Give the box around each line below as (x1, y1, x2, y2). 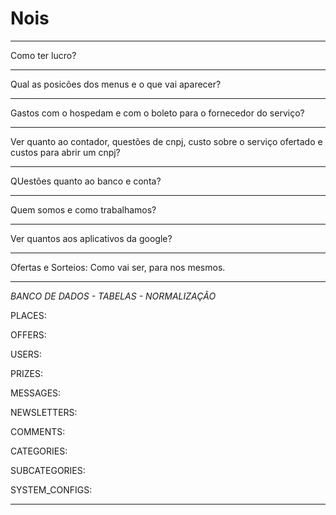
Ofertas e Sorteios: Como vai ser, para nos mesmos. (10, 261, 226, 273)
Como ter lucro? (10, 49, 77, 61)
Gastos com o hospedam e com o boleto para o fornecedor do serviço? (10, 107, 305, 119)
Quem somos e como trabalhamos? (10, 203, 157, 216)
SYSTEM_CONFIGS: (10, 483, 93, 496)
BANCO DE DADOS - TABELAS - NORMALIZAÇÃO (10, 290, 217, 302)
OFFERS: (10, 328, 47, 341)
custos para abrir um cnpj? (10, 146, 121, 158)
